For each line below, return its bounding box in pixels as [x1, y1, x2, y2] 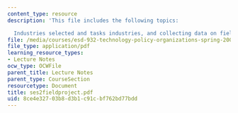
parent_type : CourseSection [7, 76, 91, 83]
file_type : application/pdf [7, 43, 91, 50]
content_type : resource [7, 10, 78, 18]
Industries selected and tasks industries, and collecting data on [13, 30, 217, 37]
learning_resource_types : [7, 49, 84, 56]
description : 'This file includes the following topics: [7, 17, 179, 24]
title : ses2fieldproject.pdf [7, 89, 93, 96]
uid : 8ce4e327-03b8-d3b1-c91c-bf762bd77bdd [7, 95, 138, 102]
